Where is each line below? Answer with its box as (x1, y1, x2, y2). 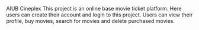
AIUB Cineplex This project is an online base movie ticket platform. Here (6, 5, 182, 12)
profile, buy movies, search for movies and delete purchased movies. (6, 18, 175, 24)
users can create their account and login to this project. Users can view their (6, 11, 193, 18)
